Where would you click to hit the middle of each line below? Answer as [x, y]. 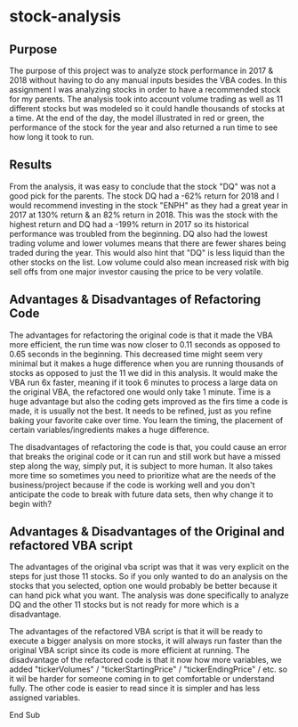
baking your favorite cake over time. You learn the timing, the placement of [146, 420]
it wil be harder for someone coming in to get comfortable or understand [142, 679]
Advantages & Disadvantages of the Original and [147, 532]
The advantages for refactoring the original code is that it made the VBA [141, 335]
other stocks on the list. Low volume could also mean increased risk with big [149, 262]
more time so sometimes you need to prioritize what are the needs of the [143, 475]
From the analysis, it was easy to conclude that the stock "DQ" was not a [143, 186]
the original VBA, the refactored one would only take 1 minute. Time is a [140, 392]
